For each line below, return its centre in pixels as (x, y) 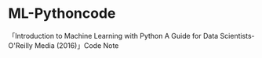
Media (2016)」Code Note (76, 45)
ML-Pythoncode (62, 14)
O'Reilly (20, 45)
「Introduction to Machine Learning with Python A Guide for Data (113, 36)
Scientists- (237, 36)
